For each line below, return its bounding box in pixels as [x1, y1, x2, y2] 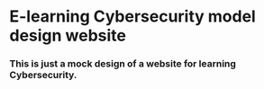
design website [9, 25, 127, 46]
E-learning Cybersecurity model [9, 6, 257, 27]
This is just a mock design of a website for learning [9, 58, 237, 70]
